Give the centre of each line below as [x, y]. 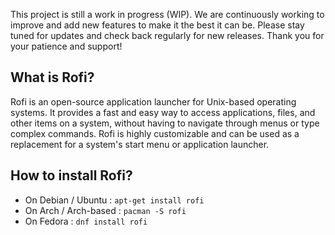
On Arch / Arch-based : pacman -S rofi [105, 210]
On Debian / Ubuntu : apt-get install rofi [114, 200]
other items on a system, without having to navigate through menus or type [165, 123]
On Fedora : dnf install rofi [86, 221]
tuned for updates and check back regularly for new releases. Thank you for [167, 35]
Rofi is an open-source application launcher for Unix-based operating [153, 101]
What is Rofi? [52, 77]
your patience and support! [66, 46]
